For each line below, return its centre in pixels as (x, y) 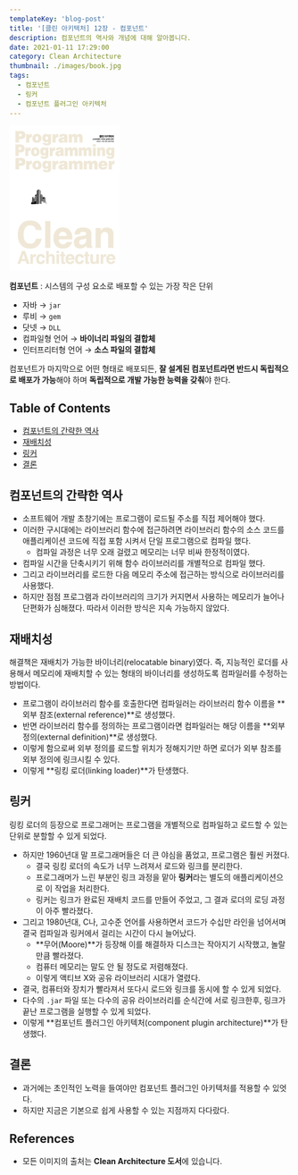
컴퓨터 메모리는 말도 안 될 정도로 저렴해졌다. (112, 967)
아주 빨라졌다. (69, 910)
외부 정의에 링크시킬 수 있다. (71, 759)
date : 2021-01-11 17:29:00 (59, 47)
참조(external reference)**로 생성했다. (107, 714)
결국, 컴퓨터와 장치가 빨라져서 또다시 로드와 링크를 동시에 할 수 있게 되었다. (152, 989)
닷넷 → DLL (41, 327)
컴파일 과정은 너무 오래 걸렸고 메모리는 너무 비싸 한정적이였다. (142, 552)
